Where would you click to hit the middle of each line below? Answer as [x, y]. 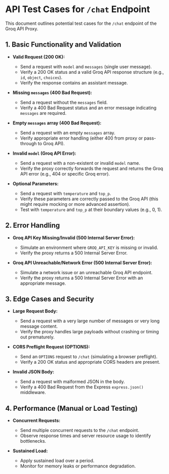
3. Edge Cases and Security [50, 299]
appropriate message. [43, 283]
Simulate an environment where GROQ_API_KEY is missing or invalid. [89, 247]
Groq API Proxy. [22, 28]
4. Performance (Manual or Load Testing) [72, 408]
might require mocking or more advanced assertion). [75, 204]
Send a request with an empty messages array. [68, 133]
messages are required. [43, 113]
